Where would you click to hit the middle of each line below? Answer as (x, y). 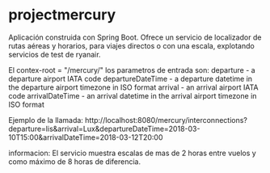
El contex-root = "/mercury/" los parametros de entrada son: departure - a (132, 70)
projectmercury (62, 15)
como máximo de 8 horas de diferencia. (75, 161)
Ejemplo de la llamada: (46, 120)
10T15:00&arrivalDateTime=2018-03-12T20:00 (86, 137)
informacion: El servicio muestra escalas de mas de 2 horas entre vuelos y (132, 153)
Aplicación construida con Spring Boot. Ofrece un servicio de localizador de (135, 37)
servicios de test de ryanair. (55, 54)
